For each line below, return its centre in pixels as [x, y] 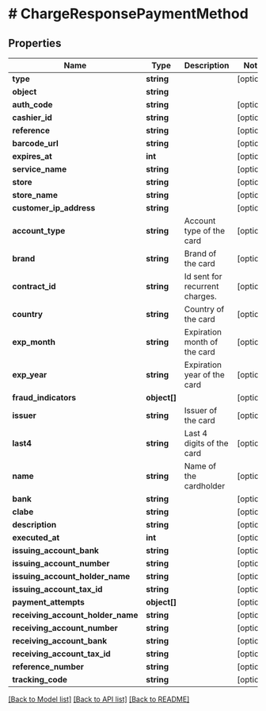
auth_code [32, 104]
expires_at [32, 156]
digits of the [206, 443]
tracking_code [40, 680]
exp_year [30, 375]
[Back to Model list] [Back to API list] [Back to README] [99, 699]
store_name [35, 195]
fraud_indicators [44, 398]
